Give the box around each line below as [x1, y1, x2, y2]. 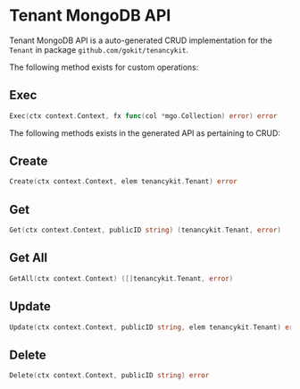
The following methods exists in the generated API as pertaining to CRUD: [9, 127, 281, 139]
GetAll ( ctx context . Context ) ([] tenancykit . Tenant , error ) [9, 274, 234, 283]
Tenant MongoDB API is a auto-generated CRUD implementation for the [9, 35, 272, 46]
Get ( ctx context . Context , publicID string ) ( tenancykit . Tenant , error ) [9, 225, 281, 235]
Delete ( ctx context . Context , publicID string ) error [9, 371, 210, 380]
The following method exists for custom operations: [9, 62, 199, 72]
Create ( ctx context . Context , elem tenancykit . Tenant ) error [9, 177, 238, 186]
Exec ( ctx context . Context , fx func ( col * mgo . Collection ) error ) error [9, 111, 278, 121]
